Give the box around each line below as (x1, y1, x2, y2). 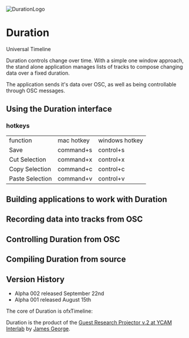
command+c (58, 165, 93, 173)
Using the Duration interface (6, 104, 113, 114)
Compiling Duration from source (6, 255, 126, 265)
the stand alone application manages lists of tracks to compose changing (6, 63, 183, 70)
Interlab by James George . (6, 325, 70, 332)
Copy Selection (9, 165, 52, 173)
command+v (58, 174, 93, 182)
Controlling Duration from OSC (6, 234, 120, 244)
